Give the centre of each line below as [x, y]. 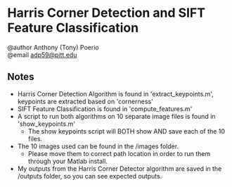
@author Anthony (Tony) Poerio [53, 47]
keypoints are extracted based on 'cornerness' [85, 101]
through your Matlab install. [67, 161]
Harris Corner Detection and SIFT [107, 13]
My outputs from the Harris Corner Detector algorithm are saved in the [120, 168]
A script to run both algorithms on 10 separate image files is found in [116, 116]
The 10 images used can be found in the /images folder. [98, 146]
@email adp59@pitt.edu [42, 55]
